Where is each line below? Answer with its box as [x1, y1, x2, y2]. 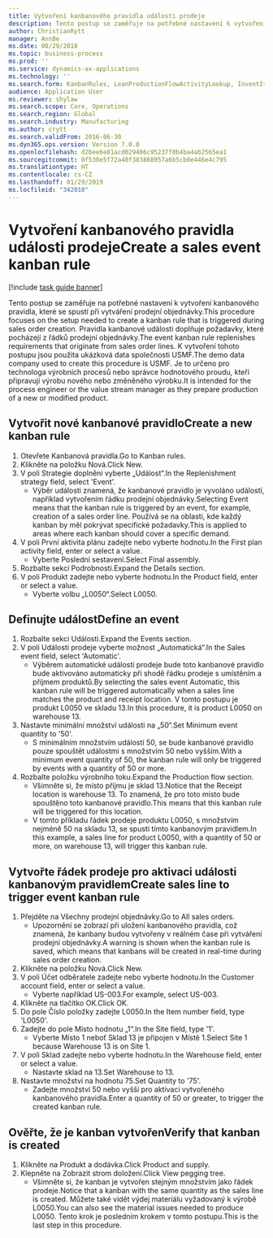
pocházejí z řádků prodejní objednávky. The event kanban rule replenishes [8, 332, 256, 342]
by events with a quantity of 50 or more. [32, 763, 167, 773]
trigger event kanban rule [8, 890, 141, 904]
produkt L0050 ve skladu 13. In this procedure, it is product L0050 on [32, 703, 262, 713]
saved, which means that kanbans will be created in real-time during [32, 946, 262, 956]
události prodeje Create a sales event [8, 237, 262, 256]
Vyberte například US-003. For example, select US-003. [32, 989, 219, 1000]
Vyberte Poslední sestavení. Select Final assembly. [32, 554, 201, 564]
